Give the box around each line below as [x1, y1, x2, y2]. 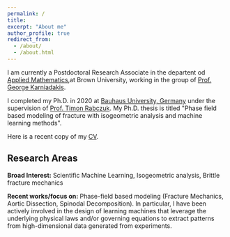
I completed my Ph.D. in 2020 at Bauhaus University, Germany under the [7, 96, 216, 105]
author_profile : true [7, 29, 70, 37]
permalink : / [7, 10, 45, 17]
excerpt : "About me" [7, 23, 68, 30]
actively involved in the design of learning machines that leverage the [7, 206, 207, 215]
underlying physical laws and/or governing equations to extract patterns [7, 214, 215, 222]
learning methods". [7, 118, 62, 127]
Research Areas [7, 153, 78, 165]
